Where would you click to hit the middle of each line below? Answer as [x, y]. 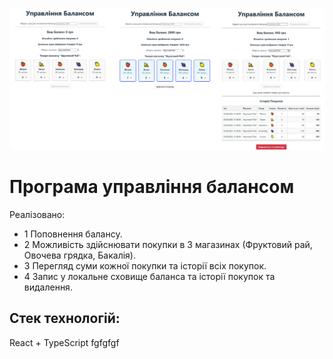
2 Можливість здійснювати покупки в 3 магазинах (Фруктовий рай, [168, 244]
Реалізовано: [37, 214]
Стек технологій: [65, 318]
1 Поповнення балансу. [73, 234]
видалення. [48, 287]
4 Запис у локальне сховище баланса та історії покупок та [149, 276]
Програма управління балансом [152, 187]
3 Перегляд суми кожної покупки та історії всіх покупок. [145, 265]
